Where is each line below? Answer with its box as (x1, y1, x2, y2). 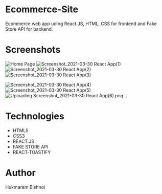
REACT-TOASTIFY (12, 149, 51, 155)
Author (5, 167, 36, 179)
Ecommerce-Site (5, 4, 78, 15)
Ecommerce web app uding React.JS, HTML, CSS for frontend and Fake (5, 20, 157, 27)
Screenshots (5, 44, 61, 56)
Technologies (5, 111, 65, 122)
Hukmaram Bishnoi (5, 184, 45, 190)
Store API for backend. (5, 26, 53, 32)
